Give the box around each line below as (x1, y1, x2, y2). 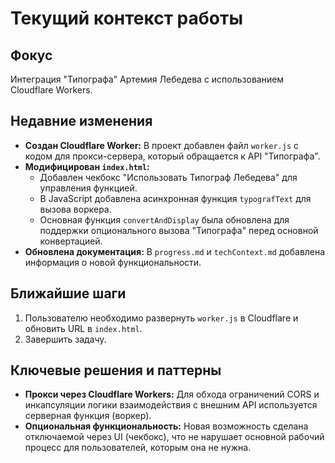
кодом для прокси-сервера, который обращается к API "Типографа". (24, 150, 321, 162)
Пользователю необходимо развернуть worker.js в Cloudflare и (24, 312, 299, 324)
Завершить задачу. (24, 333, 107, 345)
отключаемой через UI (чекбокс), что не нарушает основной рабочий (24, 431, 325, 443)
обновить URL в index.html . (24, 322, 143, 334)
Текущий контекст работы (10, 7, 243, 30)
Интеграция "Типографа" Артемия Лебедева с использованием (10, 73, 285, 85)
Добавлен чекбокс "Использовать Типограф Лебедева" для (39, 171, 298, 183)
